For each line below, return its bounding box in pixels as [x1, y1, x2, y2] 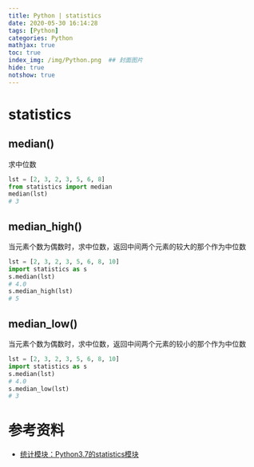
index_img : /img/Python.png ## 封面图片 [8, 57, 144, 65]
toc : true [8, 49, 42, 57]
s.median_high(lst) [8, 287, 73, 295]
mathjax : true [8, 42, 56, 49]
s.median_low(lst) [8, 385, 69, 393]
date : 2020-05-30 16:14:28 [8, 19, 98, 27]
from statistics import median [8, 183, 113, 191]
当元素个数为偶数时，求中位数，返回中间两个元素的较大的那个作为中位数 [8, 241, 246, 251]
